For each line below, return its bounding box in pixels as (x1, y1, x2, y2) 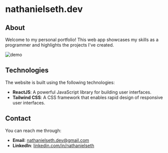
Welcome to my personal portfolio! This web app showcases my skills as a (5, 36, 159, 42)
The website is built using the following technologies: (5, 79, 115, 85)
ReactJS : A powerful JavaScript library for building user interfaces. (12, 89, 151, 95)
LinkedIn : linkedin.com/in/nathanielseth (12, 142, 94, 148)
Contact (5, 114, 31, 123)
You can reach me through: (5, 127, 62, 133)
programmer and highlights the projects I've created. (5, 42, 114, 48)
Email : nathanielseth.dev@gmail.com (12, 137, 89, 143)
